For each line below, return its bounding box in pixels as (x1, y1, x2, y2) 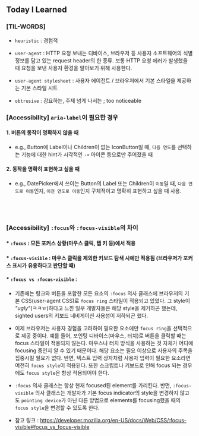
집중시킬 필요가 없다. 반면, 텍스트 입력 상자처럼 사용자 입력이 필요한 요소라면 (14, 354, 191, 361)
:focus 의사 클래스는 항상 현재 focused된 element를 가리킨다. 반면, (14, 381, 172, 388)
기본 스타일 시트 (21, 84, 58, 91)
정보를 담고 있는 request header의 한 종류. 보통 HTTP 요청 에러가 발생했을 (14, 56, 188, 64)
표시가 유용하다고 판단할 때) (12, 261, 75, 269)
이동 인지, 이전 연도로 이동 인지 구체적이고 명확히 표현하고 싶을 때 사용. (26, 187, 182, 195)
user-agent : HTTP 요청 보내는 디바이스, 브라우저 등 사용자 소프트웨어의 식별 (14, 49, 193, 56)
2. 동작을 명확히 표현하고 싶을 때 (6, 166, 80, 173)
